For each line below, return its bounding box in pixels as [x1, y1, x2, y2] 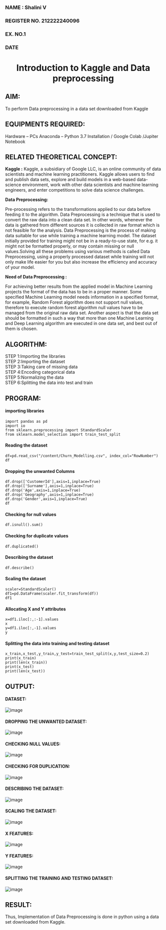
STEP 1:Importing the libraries [5, 353, 66, 359]
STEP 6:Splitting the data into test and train [5, 380, 93, 386]
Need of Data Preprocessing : [5, 274, 67, 280]
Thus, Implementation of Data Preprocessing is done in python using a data [5, 914, 160, 920]
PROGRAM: [5, 394, 41, 402]
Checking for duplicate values [5, 532, 68, 538]
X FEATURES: [5, 830, 34, 836]
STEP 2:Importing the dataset [5, 359, 65, 365]
